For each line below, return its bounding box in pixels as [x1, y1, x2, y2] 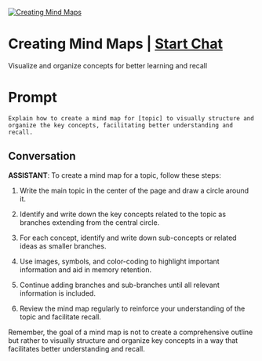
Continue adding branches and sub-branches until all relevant [19, 280, 220, 289]
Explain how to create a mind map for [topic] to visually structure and [8, 114, 255, 122]
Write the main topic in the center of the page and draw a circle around [19, 186, 249, 195]
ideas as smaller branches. [19, 241, 107, 251]
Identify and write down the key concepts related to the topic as [19, 209, 226, 219]
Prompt [8, 89, 57, 106]
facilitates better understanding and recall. [8, 344, 145, 353]
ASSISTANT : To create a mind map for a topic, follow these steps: [8, 170, 221, 180]
